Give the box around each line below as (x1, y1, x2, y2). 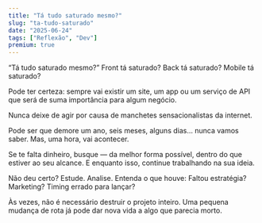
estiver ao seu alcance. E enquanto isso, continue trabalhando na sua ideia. (8, 158, 256, 167)
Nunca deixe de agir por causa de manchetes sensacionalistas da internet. (8, 110, 252, 120)
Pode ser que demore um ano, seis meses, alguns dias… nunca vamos (8, 126, 240, 136)
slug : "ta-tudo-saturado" (8, 19, 94, 27)
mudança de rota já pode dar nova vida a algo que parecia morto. (8, 206, 222, 215)
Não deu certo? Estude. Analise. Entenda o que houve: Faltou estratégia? (8, 174, 247, 183)
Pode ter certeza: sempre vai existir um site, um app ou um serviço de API (8, 87, 251, 96)
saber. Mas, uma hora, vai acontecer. (8, 134, 129, 144)
